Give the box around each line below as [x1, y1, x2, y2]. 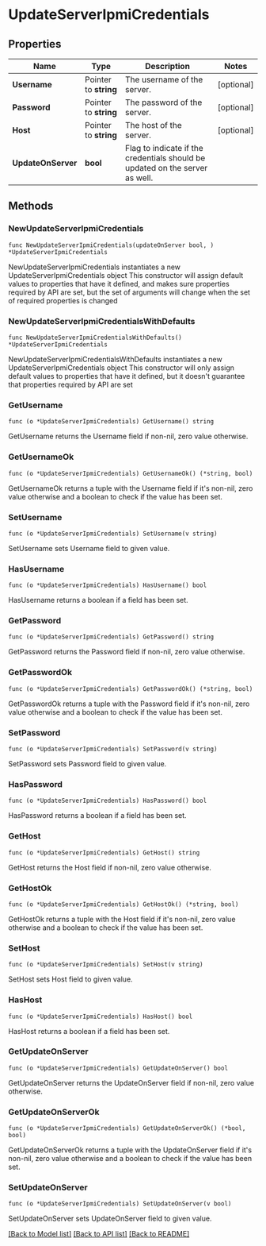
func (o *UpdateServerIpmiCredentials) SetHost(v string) [8, 961, 203, 969]
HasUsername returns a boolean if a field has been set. [8, 596, 188, 605]
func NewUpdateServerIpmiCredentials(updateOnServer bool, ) [8, 241, 215, 249]
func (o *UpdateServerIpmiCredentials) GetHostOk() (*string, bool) [8, 900, 239, 908]
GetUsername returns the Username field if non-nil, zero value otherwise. [8, 431, 249, 442]
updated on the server [125, 163, 208, 173]
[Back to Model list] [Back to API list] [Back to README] [8, 1229, 190, 1239]
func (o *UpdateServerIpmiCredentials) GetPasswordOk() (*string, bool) [8, 685, 253, 692]
